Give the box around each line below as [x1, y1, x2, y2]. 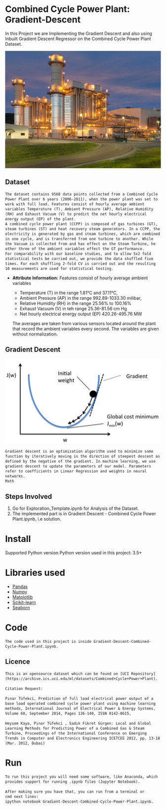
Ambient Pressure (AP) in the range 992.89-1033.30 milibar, [19, 295, 142, 301]
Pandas [12, 583, 28, 589]
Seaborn [12, 605, 30, 610]
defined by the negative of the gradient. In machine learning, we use [5, 459, 156, 464]
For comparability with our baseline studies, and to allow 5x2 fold [5, 251, 152, 256]
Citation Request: [5, 686, 43, 691]
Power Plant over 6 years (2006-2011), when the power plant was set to [5, 197, 158, 202]
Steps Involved [5, 492, 52, 501]
